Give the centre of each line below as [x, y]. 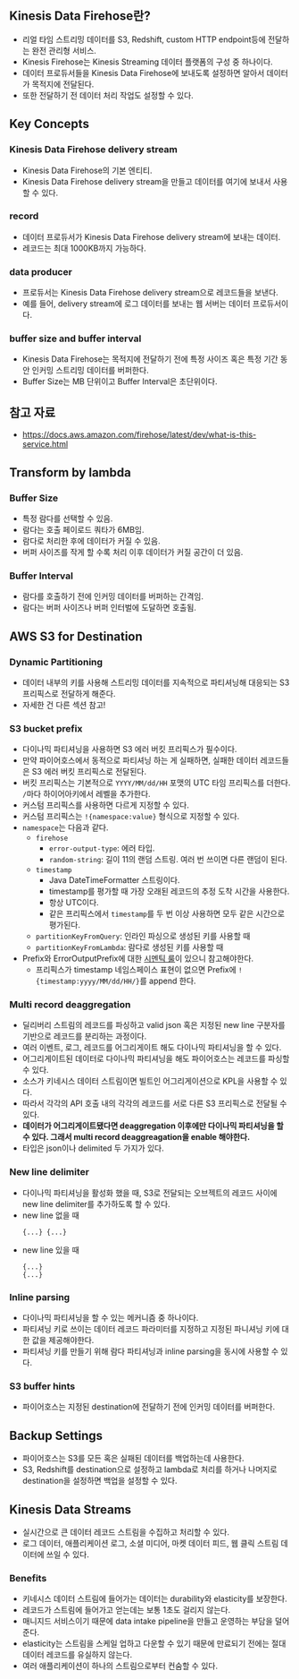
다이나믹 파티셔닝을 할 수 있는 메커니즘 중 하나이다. [110, 1318]
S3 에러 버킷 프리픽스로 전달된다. [89, 772]
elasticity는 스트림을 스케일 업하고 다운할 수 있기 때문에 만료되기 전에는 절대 [154, 1644]
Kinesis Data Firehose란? [80, 16]
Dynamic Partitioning [56, 662]
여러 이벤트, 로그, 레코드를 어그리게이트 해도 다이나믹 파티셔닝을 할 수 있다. [152, 1048]
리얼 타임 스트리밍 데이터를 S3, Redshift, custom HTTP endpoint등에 [144, 39]
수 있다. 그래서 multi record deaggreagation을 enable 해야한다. [136, 1137]
